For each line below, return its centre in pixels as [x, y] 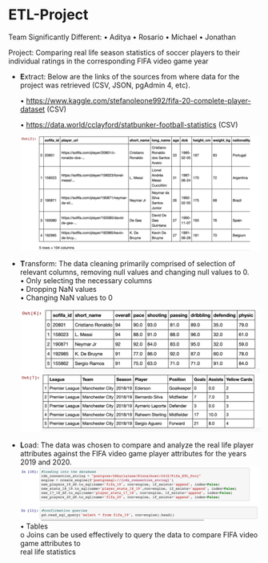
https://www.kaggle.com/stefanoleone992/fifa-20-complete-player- [138, 100]
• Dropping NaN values [58, 289]
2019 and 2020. [46, 462]
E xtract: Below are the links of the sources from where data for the [130, 76]
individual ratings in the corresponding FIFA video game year [109, 61]
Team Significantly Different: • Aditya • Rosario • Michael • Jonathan [122, 37]
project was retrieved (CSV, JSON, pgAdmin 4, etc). [105, 85]
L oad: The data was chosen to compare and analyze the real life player [137, 445]
